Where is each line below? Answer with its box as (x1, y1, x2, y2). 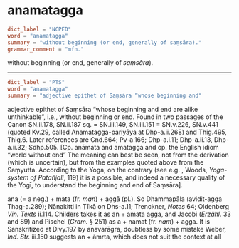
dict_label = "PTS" (7, 79, 65, 86)
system (7, 173, 29, 182)
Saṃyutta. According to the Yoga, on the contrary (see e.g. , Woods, (7, 166, 208, 175)
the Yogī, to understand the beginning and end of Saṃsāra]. (7, 181, 183, 190)
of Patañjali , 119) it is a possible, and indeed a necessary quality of (30, 173, 225, 182)
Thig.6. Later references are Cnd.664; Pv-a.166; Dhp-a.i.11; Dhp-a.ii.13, (7, 135, 213, 144)
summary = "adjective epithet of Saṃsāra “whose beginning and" (7, 92, 202, 100)
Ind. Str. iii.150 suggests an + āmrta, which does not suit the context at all (7, 232, 221, 241)
